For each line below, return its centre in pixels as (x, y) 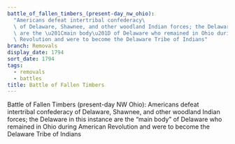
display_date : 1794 (36, 53)
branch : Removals (33, 46)
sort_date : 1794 (31, 59)
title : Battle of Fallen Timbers (56, 85)
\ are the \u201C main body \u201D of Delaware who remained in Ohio (114, 33)
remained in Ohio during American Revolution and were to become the (108, 127)
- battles (28, 78)
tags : (15, 65)
